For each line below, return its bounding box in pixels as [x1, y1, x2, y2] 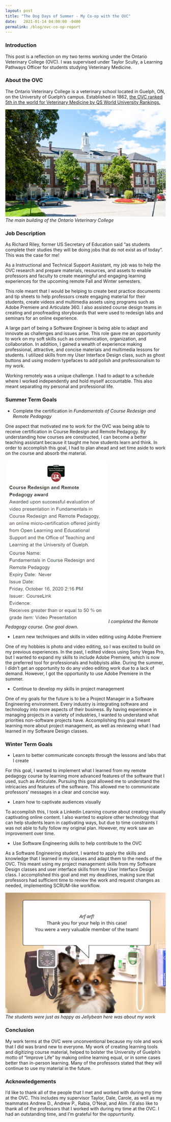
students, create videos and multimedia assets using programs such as [5, 299, 155, 305]
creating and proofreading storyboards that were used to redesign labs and [5, 310, 163, 316]
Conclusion [5, 1026, 35, 1034]
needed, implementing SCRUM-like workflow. [5, 882, 101, 889]
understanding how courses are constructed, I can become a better [5, 434, 147, 440]
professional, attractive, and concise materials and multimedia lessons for [5, 346, 160, 353]
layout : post [5, 8, 33, 13]
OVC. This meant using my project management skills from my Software [5, 861, 156, 867]
